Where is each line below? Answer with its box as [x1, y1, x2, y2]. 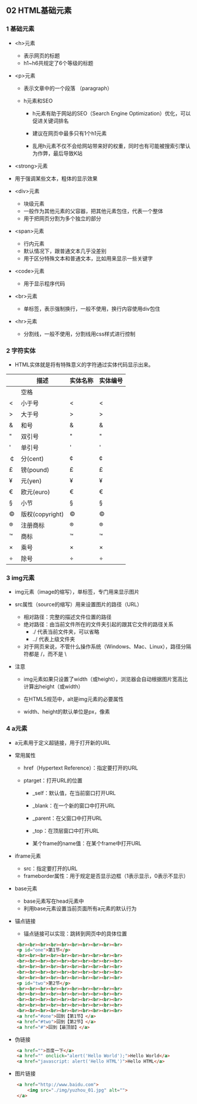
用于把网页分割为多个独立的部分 [23, 215, 101, 222]
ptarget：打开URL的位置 [23, 777, 83, 784]
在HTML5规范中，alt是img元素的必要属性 [23, 696, 124, 703]
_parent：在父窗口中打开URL [32, 815, 103, 822]
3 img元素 [6, 574, 35, 582]
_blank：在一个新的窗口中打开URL [32, 802, 116, 809]
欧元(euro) [21, 488, 50, 496]
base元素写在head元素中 [23, 897, 84, 905]
